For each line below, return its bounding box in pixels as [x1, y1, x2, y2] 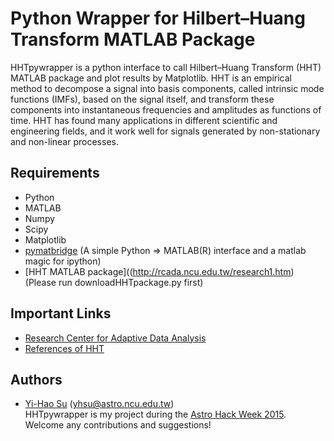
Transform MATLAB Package [10, 28, 256, 51]
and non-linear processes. [10, 135, 119, 147]
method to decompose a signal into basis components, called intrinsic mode [10, 82, 325, 94]
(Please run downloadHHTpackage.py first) [24, 276, 204, 288]
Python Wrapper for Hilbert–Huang [10, 7, 306, 30]
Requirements [10, 165, 100, 182]
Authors [10, 371, 63, 388]
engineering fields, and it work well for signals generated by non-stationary [10, 125, 321, 137]
